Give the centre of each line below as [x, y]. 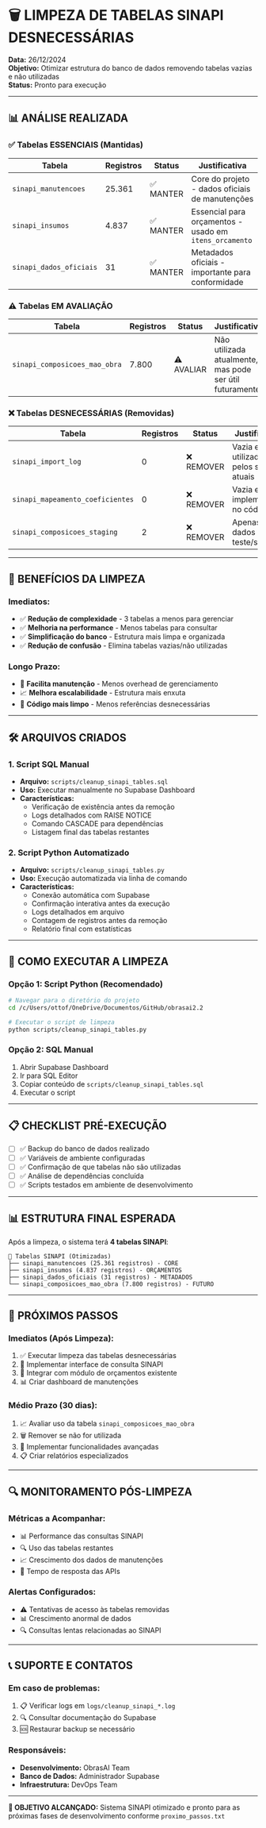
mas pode [233, 369]
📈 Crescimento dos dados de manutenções [91, 1560]
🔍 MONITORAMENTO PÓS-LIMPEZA [100, 1492]
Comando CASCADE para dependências [97, 823]
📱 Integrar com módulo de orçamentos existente [99, 1373]
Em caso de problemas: [54, 1688]
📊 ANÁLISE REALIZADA [68, 119]
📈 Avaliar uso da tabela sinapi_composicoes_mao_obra [107, 1423]
